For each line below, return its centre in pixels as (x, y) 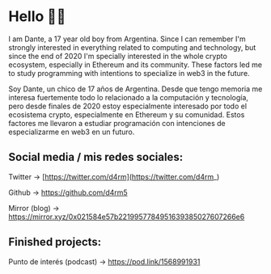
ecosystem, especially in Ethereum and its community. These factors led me (135, 65)
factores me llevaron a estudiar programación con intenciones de (117, 123)
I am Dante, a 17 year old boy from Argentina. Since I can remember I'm (127, 39)
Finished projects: (55, 242)
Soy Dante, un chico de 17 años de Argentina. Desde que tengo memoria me (135, 89)
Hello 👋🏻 (37, 17)
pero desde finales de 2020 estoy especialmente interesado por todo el (128, 106)
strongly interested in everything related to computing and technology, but (132, 47)
